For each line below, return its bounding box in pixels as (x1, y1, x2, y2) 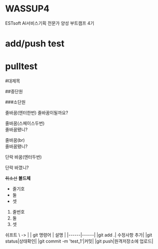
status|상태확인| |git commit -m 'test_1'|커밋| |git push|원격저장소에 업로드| (5, 238, 154, 245)
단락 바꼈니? (5, 165, 29, 171)
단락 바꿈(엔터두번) (5, 154, 42, 160)
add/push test (5, 38, 65, 49)
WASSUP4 (5, 3, 50, 14)
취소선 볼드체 (5, 175, 31, 181)
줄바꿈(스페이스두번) (5, 120, 45, 126)
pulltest (5, 61, 38, 72)
